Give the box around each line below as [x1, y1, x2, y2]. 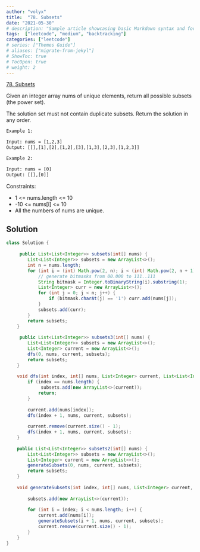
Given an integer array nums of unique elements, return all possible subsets [6, 92, 192, 99]
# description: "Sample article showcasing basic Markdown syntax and [6, 25, 185, 32]
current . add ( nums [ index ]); [27, 407, 95, 413]
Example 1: [6, 128, 33, 135]
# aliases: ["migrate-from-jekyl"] [6, 48, 95, 54]
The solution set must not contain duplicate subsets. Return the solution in [6, 110, 189, 117]
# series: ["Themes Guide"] [6, 42, 76, 48]
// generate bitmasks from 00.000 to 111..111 [37, 273, 156, 279]
